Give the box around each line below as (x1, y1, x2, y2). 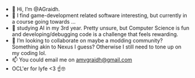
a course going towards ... (11, 18, 76, 25)
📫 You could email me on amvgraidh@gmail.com (11, 56, 132, 63)
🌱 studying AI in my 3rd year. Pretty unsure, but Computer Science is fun (11, 24, 190, 31)
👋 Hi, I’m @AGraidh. (11, 6, 60, 12)
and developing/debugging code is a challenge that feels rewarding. (11, 31, 179, 38)
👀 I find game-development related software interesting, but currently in (11, 12, 188, 19)
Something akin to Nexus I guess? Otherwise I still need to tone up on (11, 43, 182, 50)
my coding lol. (11, 50, 47, 56)
